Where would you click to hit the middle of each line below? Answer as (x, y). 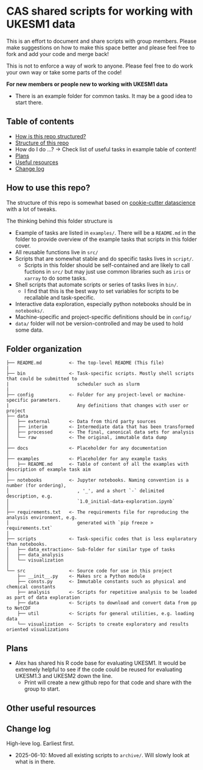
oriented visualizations (38, 630)
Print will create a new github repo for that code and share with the (108, 683)
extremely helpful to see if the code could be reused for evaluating (98, 669)
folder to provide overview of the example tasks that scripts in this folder (106, 239)
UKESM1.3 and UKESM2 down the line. (64, 676)
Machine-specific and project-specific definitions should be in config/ (103, 317)
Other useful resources (51, 708)
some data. (29, 330)
